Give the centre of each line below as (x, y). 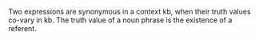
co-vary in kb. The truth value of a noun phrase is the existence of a (120, 20)
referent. (23, 28)
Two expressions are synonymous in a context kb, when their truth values (129, 12)
